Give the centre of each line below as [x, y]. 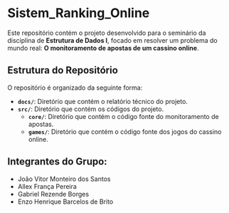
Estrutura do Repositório [63, 70]
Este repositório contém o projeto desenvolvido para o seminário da [107, 33]
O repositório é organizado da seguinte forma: [75, 88]
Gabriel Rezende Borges [53, 194]
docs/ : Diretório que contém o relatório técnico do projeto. [103, 101]
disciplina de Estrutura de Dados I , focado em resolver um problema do [113, 40]
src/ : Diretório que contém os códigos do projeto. [91, 109]
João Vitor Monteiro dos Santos [64, 179]
